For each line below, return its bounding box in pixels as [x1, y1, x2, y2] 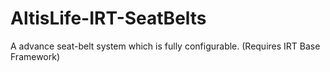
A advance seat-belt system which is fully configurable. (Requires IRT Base [10, 40, 321, 52]
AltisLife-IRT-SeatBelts [10, 7, 207, 30]
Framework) [10, 50, 61, 62]
